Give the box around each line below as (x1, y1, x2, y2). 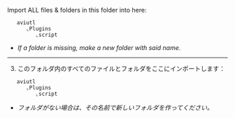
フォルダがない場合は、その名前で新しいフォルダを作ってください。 (17, 103, 213, 112)
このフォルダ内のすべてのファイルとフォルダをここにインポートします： (17, 65, 226, 72)
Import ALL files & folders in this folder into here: (7, 6, 147, 14)
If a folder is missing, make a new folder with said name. (17, 44, 181, 51)
